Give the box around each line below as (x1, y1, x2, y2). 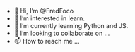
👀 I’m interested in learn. (13, 14, 86, 22)
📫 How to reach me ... (13, 37, 80, 45)
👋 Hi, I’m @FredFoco (13, 7, 74, 15)
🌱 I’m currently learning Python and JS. (13, 22, 129, 30)
